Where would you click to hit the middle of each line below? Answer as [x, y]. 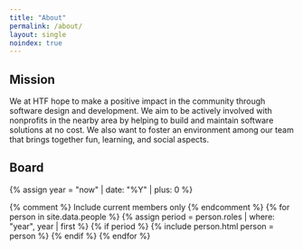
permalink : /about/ [46, 26]
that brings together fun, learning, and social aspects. [109, 140]
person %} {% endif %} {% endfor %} [80, 236]
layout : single [38, 34]
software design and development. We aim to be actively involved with [141, 111]
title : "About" [38, 18]
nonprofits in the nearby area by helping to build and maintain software [142, 120]
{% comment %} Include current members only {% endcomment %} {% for [150, 207]
